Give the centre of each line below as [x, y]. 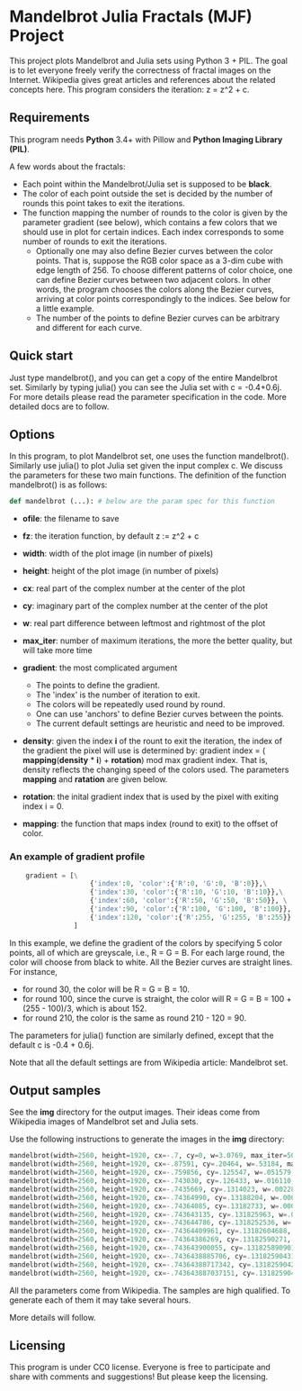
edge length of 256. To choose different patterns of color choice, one [164, 270]
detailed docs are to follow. [59, 406]
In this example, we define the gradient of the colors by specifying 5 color [146, 942]
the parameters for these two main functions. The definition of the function [148, 476]
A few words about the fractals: [67, 166]
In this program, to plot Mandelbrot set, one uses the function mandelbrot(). [149, 456]
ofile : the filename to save [71, 519]
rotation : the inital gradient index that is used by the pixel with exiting [150, 797]
